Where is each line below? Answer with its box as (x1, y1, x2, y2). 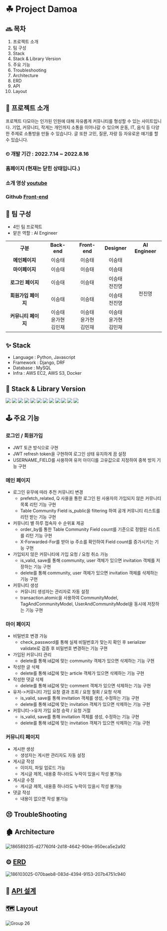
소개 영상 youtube (5, 179, 48, 186)
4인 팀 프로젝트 (12, 224, 43, 230)
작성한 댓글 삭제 (12, 677, 44, 682)
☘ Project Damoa (5, 3, 78, 15)
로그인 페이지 (10, 279, 39, 286)
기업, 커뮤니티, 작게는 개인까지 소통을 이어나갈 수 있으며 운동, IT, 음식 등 (12, 124, 151, 130)
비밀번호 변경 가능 (12, 633, 48, 639)
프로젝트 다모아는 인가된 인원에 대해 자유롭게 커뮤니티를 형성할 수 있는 (5, 118, 141, 124)
